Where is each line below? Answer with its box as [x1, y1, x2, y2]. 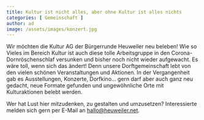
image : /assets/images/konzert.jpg [6, 26, 97, 32]
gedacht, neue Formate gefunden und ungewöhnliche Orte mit [6, 82, 164, 89]
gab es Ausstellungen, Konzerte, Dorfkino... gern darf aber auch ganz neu [6, 75, 194, 83]
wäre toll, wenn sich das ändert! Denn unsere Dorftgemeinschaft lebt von [6, 62, 191, 70]
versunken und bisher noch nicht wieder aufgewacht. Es [56, 56, 198, 63]
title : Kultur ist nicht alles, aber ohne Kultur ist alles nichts [6, 9, 183, 15]
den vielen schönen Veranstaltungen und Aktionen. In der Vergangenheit [6, 69, 190, 77]
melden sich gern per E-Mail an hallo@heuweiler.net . [6, 107, 140, 114]
